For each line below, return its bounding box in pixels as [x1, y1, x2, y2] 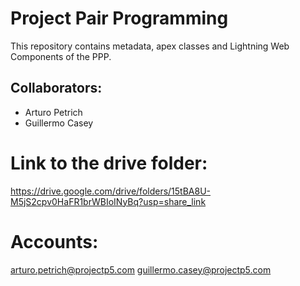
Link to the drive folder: [10, 152, 208, 174]
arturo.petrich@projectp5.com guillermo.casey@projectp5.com [10, 263, 272, 276]
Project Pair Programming [10, 7, 229, 30]
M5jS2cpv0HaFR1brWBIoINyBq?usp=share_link [10, 195, 207, 207]
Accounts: [10, 230, 99, 253]
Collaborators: [10, 80, 103, 97]
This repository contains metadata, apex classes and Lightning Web [10, 40, 290, 52]
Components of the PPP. [10, 50, 112, 62]
